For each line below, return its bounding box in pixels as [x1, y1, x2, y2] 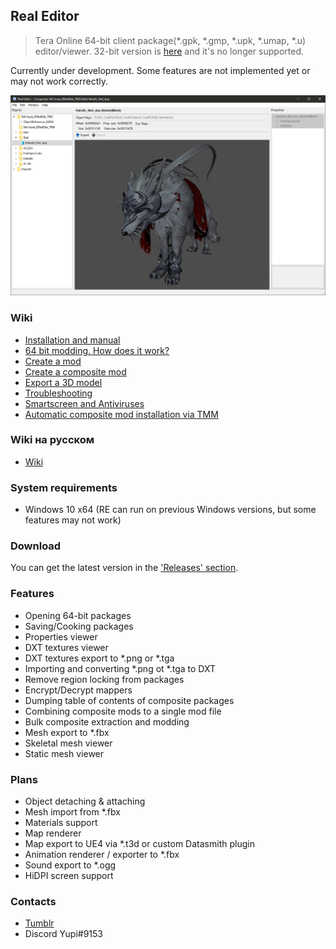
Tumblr [24, 917, 55, 929]
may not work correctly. [10, 75, 109, 87]
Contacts [10, 894, 57, 908]
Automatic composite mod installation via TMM [24, 408, 219, 420]
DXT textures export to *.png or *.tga [24, 652, 175, 664]
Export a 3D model [24, 376, 103, 388]
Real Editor [10, 8, 80, 25]
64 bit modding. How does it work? [24, 344, 170, 356]
